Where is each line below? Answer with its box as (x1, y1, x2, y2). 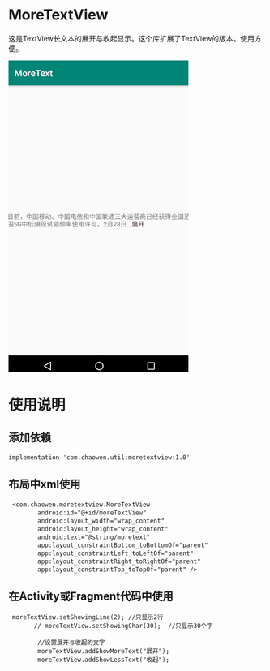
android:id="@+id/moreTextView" (37, 509, 148, 517)
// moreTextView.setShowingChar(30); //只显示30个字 (33, 622, 213, 630)
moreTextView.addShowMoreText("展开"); (37, 647, 170, 655)
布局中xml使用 (8, 477, 81, 492)
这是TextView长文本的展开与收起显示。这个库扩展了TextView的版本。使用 (8, 33, 255, 43)
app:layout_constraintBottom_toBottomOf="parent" (37, 541, 208, 549)
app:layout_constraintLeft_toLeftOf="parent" (37, 549, 195, 557)
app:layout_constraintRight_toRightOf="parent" (37, 557, 201, 566)
